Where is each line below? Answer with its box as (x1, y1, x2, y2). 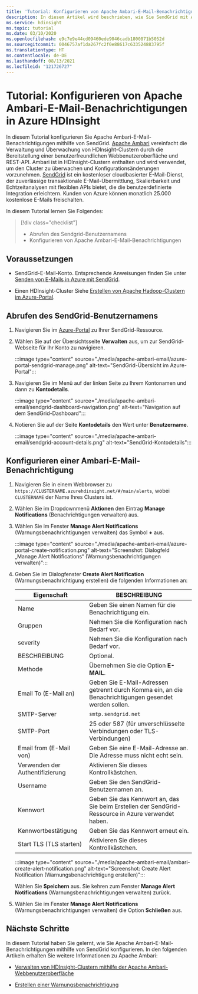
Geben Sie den (89, 777, 130, 786)
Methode (17, 665, 43, 673)
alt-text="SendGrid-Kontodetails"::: (105, 439, 192, 446)
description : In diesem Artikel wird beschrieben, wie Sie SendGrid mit (6, 14, 189, 20)
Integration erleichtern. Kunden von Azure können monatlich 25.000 (6, 190, 171, 197)
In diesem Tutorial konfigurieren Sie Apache (6, 133, 113, 140)
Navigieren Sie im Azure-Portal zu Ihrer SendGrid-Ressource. (14, 326, 164, 333)
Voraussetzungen (6, 254, 74, 264)
